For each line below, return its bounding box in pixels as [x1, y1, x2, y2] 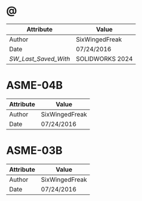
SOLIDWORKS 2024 [75, 54, 133, 63]
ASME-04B [6, 79, 63, 92]
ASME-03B [6, 144, 63, 157]
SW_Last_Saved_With [9, 54, 70, 63]
